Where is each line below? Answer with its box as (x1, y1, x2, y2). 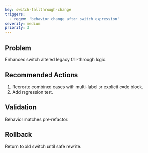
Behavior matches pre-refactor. (5, 116, 69, 122)
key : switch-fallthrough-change (5, 7, 71, 12)
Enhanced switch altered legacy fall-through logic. (5, 56, 107, 62)
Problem (5, 44, 32, 52)
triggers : (5, 12, 25, 17)
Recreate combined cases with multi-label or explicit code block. (12, 84, 143, 90)
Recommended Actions (5, 71, 78, 79)
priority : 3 (5, 25, 29, 30)
